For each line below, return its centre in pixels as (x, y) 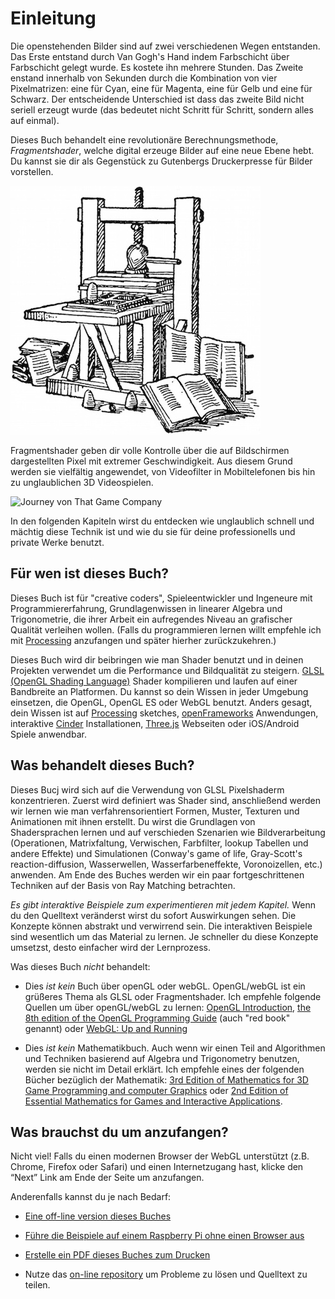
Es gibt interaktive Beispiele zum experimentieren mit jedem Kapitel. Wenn (163, 904)
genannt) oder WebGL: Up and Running (106, 1028)
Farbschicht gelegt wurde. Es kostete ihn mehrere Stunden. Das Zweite (157, 67)
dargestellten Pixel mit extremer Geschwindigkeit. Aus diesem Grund (151, 461)
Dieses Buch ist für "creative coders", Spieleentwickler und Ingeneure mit (161, 598)
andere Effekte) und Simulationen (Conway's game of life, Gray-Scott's (156, 853)
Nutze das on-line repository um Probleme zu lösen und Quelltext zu (166, 1274)
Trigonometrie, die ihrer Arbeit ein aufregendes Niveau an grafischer (151, 619)
